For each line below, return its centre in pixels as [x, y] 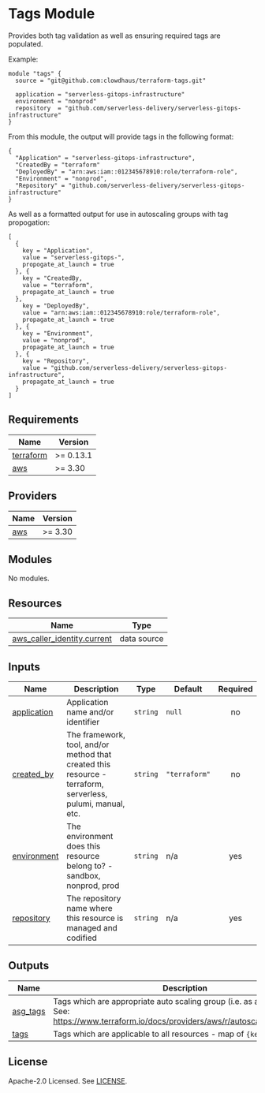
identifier [83, 722]
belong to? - [90, 866]
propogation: [29, 222]
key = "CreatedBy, [52, 278]
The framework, [96, 735]
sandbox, [84, 876]
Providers [33, 496]
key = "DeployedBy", [56, 306]
